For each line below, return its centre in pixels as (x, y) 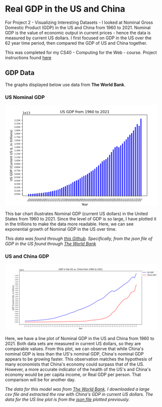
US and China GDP (27, 256)
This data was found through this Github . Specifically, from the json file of (79, 238)
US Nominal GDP (25, 97)
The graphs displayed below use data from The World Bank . (65, 85)
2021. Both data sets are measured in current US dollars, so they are (73, 343)
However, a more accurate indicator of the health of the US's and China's (78, 369)
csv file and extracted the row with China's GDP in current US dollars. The (79, 394)
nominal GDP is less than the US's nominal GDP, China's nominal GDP (74, 354)
